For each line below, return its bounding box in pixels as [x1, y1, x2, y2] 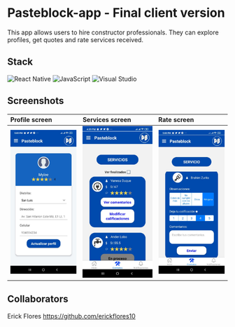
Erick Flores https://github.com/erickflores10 [7, 312, 136, 320]
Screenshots [7, 95, 64, 107]
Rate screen [158, 116, 194, 124]
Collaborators [7, 293, 69, 305]
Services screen [83, 116, 131, 124]
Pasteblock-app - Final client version [7, 5, 225, 21]
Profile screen [10, 116, 52, 124]
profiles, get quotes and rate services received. [7, 35, 144, 44]
